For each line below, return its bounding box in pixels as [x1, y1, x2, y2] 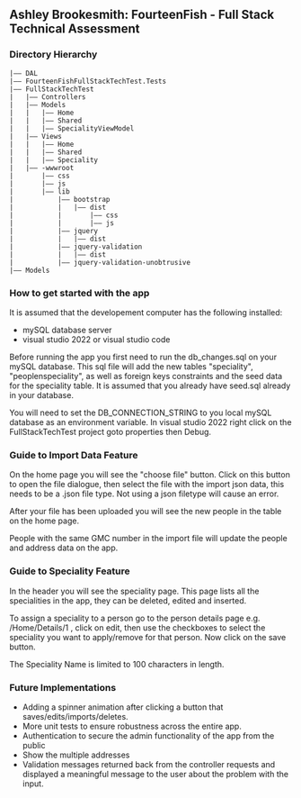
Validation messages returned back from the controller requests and [22, 758, 276, 769]
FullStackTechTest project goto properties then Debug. [9, 426, 212, 437]
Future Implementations [9, 681, 117, 694]
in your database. [9, 389, 75, 400]
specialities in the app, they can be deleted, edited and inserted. [9, 594, 247, 606]
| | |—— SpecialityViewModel [9, 123, 135, 133]
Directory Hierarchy [9, 49, 98, 61]
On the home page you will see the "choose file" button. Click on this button [9, 469, 290, 480]
